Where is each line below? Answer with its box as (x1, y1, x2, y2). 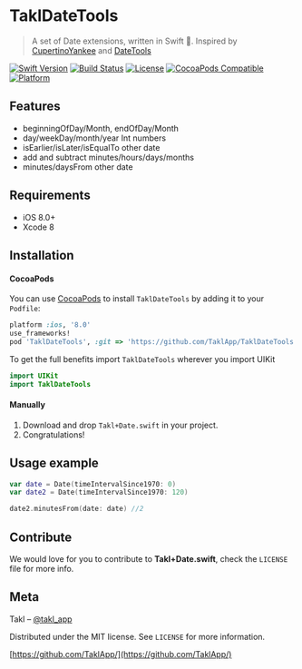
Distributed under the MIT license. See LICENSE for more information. (9, 631, 266, 642)
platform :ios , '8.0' (9, 320, 92, 330)
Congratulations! (22, 428, 85, 440)
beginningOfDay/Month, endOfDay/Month (22, 123, 180, 133)
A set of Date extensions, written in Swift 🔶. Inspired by (31, 35, 238, 46)
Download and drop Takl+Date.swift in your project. (22, 419, 219, 430)
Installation (9, 247, 74, 263)
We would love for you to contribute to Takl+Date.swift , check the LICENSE (9, 553, 288, 564)
